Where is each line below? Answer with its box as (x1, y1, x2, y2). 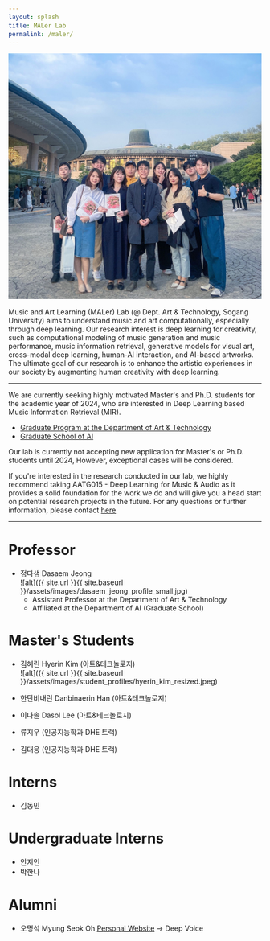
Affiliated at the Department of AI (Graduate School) (31, 603, 205, 613)
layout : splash (8, 13, 59, 21)
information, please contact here (8, 505, 117, 515)
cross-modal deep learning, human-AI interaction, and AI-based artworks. (8, 350, 254, 360)
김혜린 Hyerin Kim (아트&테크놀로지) (19, 659, 136, 668)
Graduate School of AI (19, 431, 94, 442)
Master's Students (8, 631, 135, 650)
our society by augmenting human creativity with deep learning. (8, 367, 220, 377)
